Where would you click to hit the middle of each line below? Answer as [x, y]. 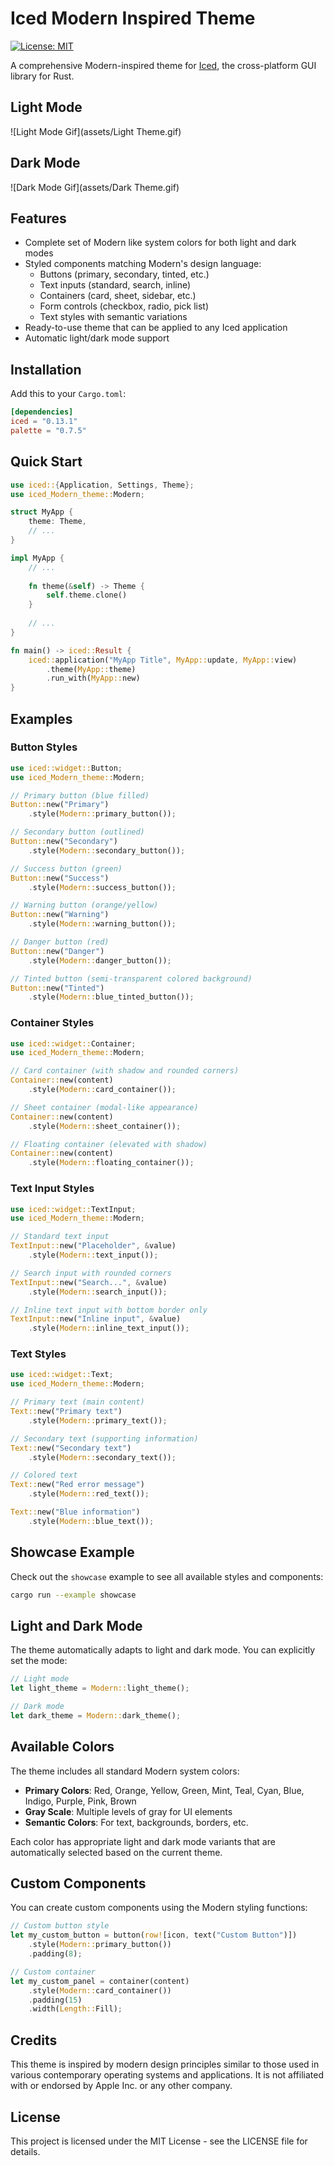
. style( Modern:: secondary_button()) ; [107, 850]
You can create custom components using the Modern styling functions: [159, 1908]
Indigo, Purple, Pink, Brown [80, 1801]
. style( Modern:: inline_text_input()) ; [109, 1328]
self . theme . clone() [87, 595]
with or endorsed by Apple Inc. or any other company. [121, 2086]
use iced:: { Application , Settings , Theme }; [102, 485]
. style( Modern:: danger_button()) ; [100, 960]
